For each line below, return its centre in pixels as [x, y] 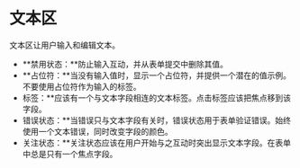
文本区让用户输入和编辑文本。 [64, 45]
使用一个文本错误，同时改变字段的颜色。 [97, 131]
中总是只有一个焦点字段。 [70, 154]
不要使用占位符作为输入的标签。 [82, 86]
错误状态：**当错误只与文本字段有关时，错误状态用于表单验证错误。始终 [156, 120]
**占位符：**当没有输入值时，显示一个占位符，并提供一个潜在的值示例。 [156, 75]
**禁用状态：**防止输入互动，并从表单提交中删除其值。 [125, 64]
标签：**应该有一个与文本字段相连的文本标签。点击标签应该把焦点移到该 [156, 97]
